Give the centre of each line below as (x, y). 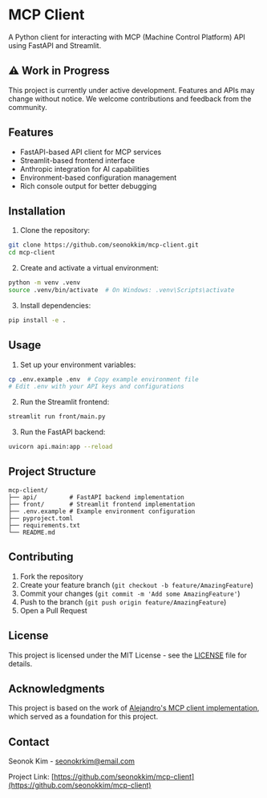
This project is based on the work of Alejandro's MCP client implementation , (134, 708)
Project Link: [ (31, 777)
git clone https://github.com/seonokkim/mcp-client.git (103, 245)
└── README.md (32, 532)
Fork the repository (52, 576)
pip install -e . (37, 320)
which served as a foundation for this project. (83, 717)
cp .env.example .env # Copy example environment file (103, 379)
